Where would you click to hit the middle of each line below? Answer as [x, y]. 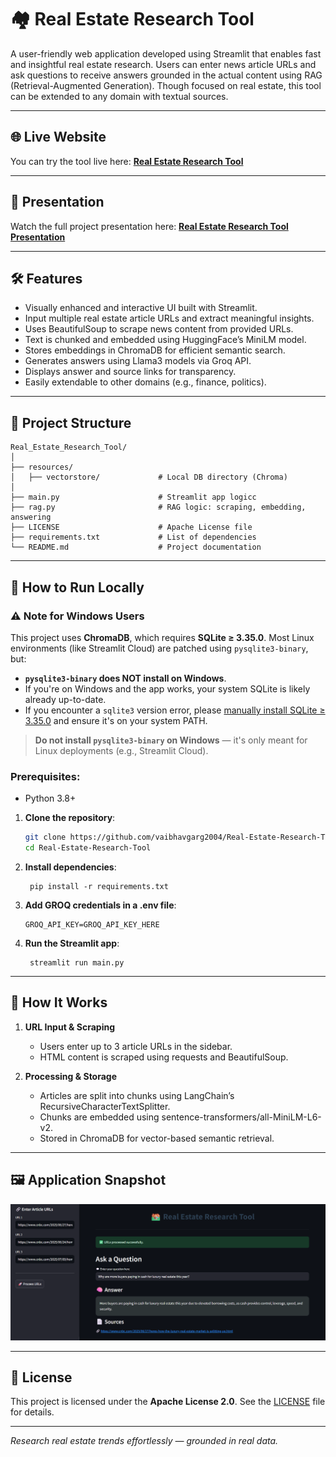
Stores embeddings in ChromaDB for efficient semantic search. [155, 350]
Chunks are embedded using [99, 1117]
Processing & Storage [71, 1076]
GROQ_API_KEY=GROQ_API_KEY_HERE [92, 924]
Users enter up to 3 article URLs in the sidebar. [136, 1046]
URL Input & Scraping [70, 1027]
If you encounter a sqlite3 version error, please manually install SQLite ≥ [175, 710]
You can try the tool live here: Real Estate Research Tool [127, 161]
